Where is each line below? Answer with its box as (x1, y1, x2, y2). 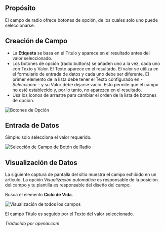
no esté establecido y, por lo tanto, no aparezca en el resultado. (12, 87, 142, 93)
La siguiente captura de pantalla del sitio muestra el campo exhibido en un (5, 172, 157, 177)
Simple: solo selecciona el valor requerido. (5, 134, 92, 140)
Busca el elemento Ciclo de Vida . (5, 192, 73, 198)
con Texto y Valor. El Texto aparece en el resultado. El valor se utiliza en (12, 65, 159, 71)
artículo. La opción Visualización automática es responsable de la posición (5, 177, 158, 183)
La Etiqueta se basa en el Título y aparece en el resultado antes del (12, 50, 150, 56)
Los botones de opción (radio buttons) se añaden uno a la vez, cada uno (12, 60, 160, 66)
